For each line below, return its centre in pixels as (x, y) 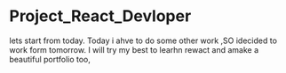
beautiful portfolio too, (50, 59)
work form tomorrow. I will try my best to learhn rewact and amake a (134, 49)
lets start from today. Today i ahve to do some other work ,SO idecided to (143, 40)
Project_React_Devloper (100, 16)
